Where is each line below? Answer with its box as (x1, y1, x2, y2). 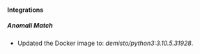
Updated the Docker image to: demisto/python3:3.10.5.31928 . (17, 39, 194, 47)
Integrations (7, 6, 44, 14)
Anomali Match (7, 21, 54, 30)
